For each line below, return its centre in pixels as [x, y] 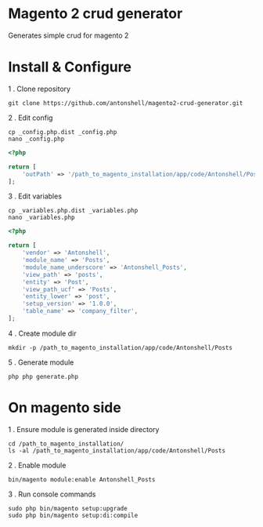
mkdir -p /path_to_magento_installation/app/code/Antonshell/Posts [121, 347]
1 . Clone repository [40, 89]
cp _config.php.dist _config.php [63, 132]
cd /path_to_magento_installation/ [66, 444]
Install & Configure [70, 67]
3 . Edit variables [35, 196]
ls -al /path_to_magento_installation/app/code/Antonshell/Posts [117, 451]
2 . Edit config [31, 118]
